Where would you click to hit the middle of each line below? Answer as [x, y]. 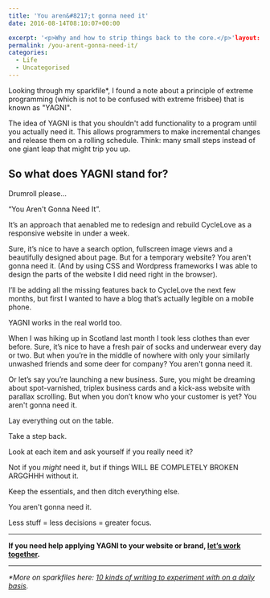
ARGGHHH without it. [43, 476]
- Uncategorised [43, 68]
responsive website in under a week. [69, 233]
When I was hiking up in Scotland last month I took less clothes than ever [129, 338]
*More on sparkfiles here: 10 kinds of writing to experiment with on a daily [132, 577]
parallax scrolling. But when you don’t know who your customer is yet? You [133, 396]
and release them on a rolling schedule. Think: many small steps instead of [132, 140]
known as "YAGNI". [40, 107]
